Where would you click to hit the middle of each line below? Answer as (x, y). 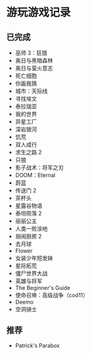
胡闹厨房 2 (28, 236)
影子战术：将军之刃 (39, 168)
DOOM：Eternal (35, 175)
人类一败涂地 (31, 229)
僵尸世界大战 (31, 273)
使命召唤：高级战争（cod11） (52, 295)
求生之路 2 (28, 152)
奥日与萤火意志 (34, 68)
